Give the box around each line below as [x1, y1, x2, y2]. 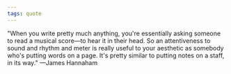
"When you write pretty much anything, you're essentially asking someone [7, 29, 221, 37]
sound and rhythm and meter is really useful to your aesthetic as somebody [7, 44, 224, 52]
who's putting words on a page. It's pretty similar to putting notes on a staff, [7, 51, 225, 59]
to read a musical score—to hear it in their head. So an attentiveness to [7, 36, 211, 45]
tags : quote [7, 10, 42, 17]
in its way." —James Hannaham [7, 58, 98, 66]
